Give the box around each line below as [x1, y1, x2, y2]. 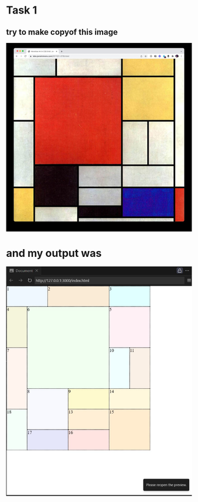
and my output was [6, 247, 102, 260]
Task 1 [6, 4, 37, 17]
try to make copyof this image [6, 27, 118, 37]
